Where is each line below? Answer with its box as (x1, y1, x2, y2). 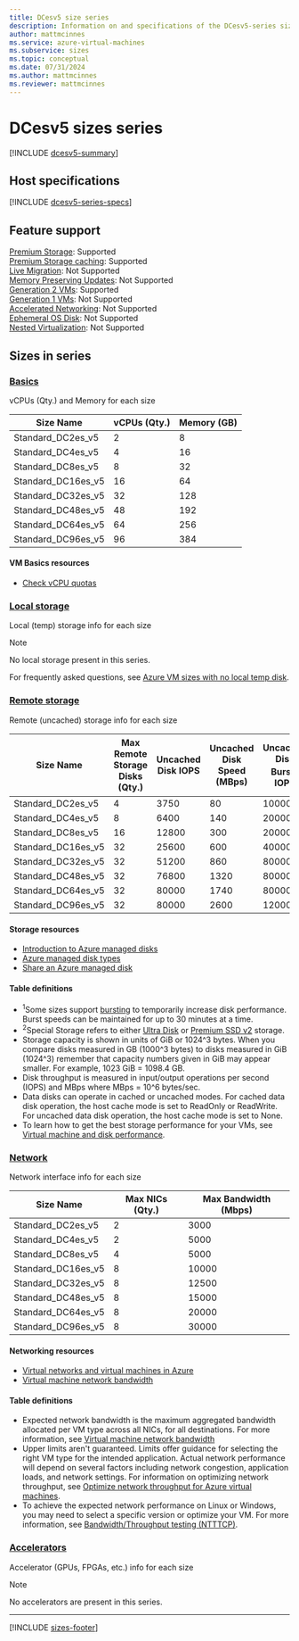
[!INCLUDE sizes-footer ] (9, 1621, 99, 1633)
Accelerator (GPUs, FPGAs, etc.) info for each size (9, 1562, 194, 1572)
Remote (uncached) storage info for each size (9, 715, 178, 725)
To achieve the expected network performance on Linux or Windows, (21, 1500, 277, 1511)
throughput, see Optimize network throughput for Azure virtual (21, 1481, 252, 1492)
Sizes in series (9, 348, 92, 363)
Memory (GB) (179, 416, 238, 428)
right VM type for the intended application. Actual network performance (21, 1453, 287, 1463)
